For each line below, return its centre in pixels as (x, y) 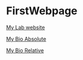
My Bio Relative (25, 50)
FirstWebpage (42, 11)
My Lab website (26, 27)
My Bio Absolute (26, 39)
